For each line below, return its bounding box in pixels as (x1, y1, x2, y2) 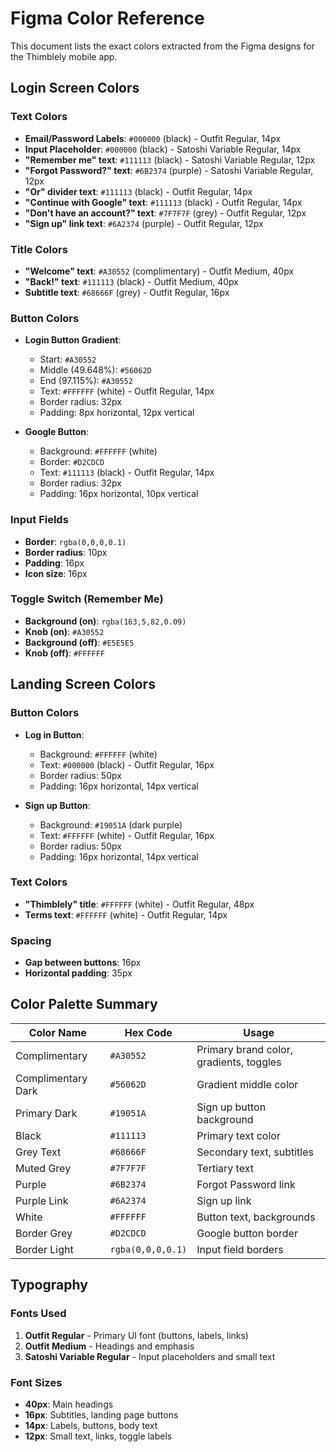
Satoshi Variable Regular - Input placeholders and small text (24, 1350, 276, 1362)
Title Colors (10, 242, 68, 256)
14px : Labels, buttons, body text (24, 1419, 158, 1431)
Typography (10, 1277, 88, 1294)
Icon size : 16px (24, 567, 88, 579)
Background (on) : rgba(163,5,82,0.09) (24, 615, 187, 627)
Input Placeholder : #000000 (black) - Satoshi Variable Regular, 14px (24, 143, 302, 155)
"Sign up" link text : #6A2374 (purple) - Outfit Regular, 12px (24, 217, 264, 229)
